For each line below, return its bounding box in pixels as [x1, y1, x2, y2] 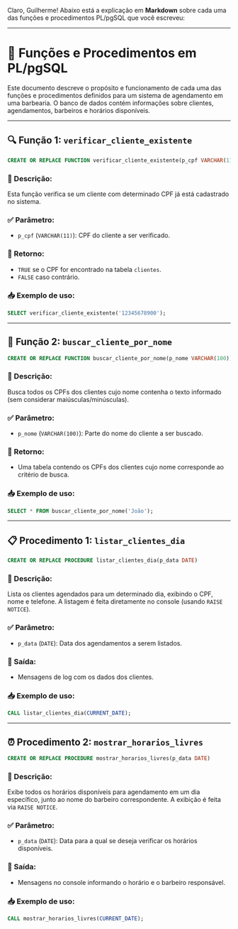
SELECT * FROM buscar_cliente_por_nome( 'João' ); [7, 507, 154, 514]
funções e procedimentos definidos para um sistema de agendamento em [7, 91, 223, 99]
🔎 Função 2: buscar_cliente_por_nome [7, 336, 172, 348]
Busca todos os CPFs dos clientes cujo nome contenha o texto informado [7, 387, 222, 396]
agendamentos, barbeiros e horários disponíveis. [7, 106, 151, 114]
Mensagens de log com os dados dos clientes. [17, 673, 154, 681]
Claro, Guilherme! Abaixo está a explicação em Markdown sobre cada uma [7, 6, 227, 14]
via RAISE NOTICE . [7, 803, 58, 812]
